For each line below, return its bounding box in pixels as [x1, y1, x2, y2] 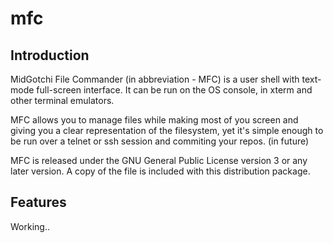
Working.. [10, 220, 50, 232]
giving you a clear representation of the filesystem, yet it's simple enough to [10, 125, 324, 136]
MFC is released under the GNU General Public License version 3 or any [10, 155, 308, 166]
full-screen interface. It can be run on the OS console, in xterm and [36, 84, 313, 96]
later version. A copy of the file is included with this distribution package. [10, 165, 311, 177]
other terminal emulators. [10, 95, 115, 106]
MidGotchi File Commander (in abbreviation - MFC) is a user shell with [10, 73, 300, 85]
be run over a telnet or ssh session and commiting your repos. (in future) [10, 135, 310, 147]
